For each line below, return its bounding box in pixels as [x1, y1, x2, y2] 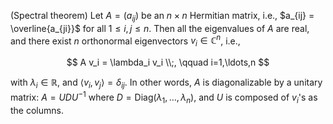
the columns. [10, 104, 64, 116]
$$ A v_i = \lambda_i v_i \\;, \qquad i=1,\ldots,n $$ [66, 56, 270, 69]
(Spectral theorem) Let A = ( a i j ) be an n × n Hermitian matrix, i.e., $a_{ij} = [10, 10, 315, 24]
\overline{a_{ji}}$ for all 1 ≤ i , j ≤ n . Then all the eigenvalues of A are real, [10, 22, 310, 34]
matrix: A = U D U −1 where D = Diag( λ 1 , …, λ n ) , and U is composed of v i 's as [10, 90, 318, 105]
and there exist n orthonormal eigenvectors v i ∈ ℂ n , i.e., [10, 33, 241, 49]
